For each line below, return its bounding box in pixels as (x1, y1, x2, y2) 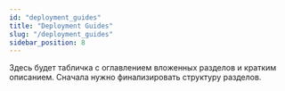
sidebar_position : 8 (9, 37, 86, 47)
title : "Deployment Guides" (9, 21, 114, 30)
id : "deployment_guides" (9, 12, 102, 22)
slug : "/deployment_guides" (9, 29, 114, 38)
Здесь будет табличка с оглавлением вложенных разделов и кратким (9, 62, 277, 73)
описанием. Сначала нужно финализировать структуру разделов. (9, 72, 262, 83)
